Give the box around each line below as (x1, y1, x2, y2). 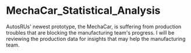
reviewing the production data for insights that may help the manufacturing (6, 35, 186, 42)
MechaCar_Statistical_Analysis (6, 4, 161, 17)
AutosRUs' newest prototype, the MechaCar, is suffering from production (6, 23, 182, 30)
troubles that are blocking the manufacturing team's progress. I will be (6, 29, 175, 36)
